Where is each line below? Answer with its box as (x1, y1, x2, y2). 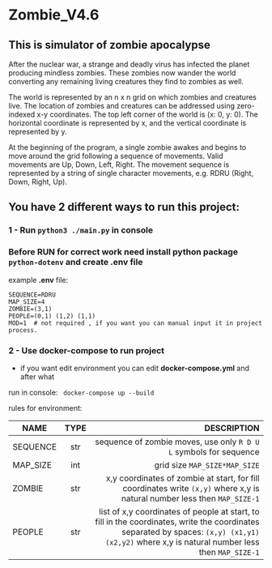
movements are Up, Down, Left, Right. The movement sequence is (8, 160, 230, 169)
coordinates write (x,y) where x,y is (122, 482, 260, 493)
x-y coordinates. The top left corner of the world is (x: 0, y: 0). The (36, 109, 259, 119)
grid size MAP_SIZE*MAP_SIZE (154, 459, 260, 471)
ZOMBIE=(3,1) (8, 305, 53, 313)
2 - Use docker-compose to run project (8, 344, 164, 356)
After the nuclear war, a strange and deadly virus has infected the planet (8, 59, 250, 69)
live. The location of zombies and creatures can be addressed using (8, 101, 236, 110)
